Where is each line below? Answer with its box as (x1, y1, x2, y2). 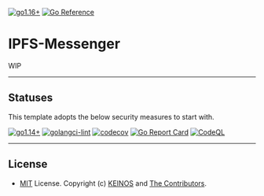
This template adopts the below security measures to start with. (8, 112, 214, 121)
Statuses (8, 91, 53, 105)
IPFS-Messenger (8, 35, 120, 53)
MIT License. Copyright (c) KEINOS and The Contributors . (19, 178, 207, 188)
